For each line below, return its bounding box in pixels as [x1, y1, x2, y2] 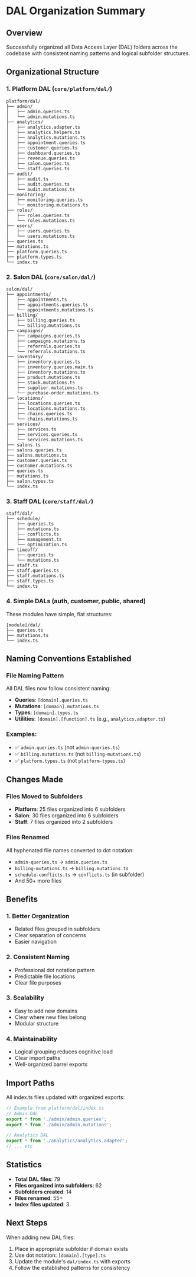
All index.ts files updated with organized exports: [6, 1093, 125, 1101]
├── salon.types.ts [6, 478, 54, 484]
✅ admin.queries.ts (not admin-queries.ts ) [14, 743, 120, 751]
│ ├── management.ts [6, 537, 62, 543]
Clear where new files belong [14, 1013, 87, 1021]
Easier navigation [14, 938, 57, 945]
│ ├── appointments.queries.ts [6, 301, 89, 308]
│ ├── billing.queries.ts [6, 317, 76, 323]
